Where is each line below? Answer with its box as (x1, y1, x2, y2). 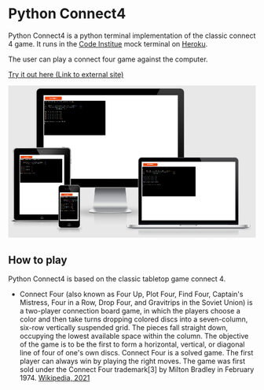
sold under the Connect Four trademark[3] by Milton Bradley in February (19, 365, 255, 374)
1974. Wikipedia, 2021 (19, 373, 90, 383)
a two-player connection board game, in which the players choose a (19, 306, 241, 316)
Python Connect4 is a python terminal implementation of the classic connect (8, 31, 256, 40)
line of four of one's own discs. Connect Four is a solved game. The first (19, 348, 254, 358)
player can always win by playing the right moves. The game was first (19, 356, 246, 366)
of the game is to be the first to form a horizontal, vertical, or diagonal (19, 340, 245, 349)
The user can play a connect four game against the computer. (8, 54, 208, 64)
